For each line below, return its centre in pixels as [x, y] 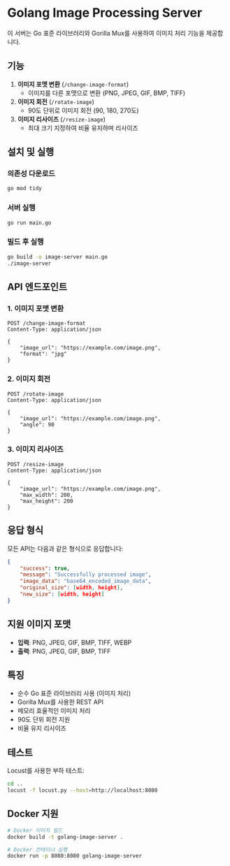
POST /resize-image [36, 464]
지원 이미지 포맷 [39, 625]
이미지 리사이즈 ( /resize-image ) [62, 119]
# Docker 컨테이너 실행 [37, 850]
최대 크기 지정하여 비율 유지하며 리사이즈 [83, 128]
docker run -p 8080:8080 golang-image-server [74, 856]
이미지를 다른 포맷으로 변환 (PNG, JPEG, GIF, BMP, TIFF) [107, 93]
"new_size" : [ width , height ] [62, 594]
